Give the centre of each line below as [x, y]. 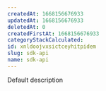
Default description [35, 80]
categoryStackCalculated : [45, 40]
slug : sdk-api [28, 54]
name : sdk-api [28, 60]
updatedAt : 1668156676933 [45, 20]
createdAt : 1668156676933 [45, 14]
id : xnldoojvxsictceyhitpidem [52, 47]
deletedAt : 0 [26, 27]
